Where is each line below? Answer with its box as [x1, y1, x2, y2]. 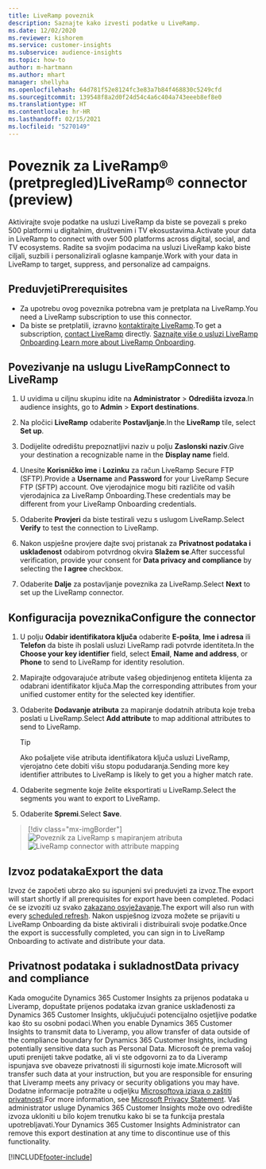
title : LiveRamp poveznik [8, 11, 94, 20]
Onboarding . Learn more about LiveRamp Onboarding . [19, 337, 196, 347]
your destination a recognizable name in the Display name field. [19, 450, 230, 460]
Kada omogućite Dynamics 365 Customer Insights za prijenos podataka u [8, 992, 249, 1003]
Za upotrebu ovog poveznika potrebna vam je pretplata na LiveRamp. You [19, 303, 258, 313]
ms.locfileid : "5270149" [8, 123, 91, 131]
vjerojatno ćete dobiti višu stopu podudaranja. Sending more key [19, 762, 229, 771]
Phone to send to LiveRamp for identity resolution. [19, 657, 185, 667]
